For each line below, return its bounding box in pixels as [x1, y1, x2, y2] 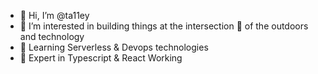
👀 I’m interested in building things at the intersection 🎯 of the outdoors [19, 20, 309, 32]
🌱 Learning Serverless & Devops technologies [19, 41, 209, 53]
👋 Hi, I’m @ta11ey [19, 10, 90, 21]
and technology [19, 31, 85, 42]
